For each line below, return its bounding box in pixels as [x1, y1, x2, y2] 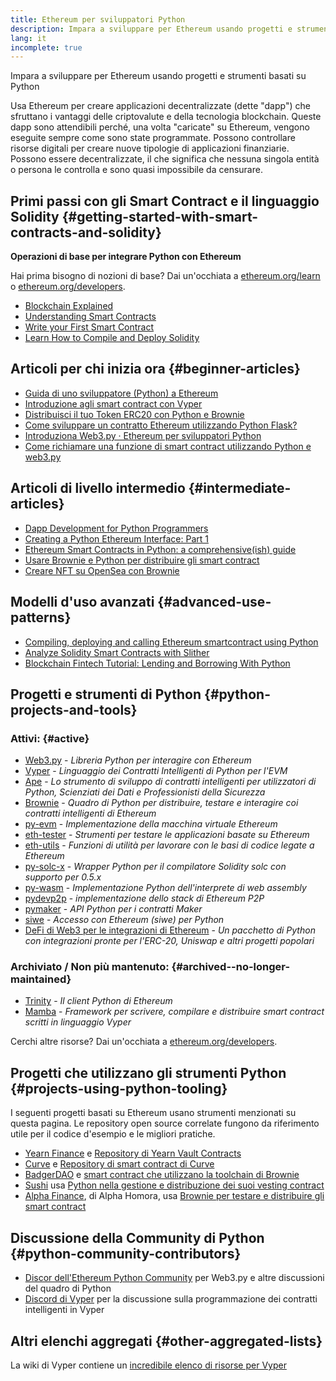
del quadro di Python [24, 1282, 112, 1295]
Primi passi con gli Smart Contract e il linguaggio [10, 192, 320, 210]
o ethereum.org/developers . [10, 281, 126, 293]
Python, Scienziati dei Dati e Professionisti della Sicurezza [24, 786, 266, 798]
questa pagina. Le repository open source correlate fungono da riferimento [10, 1117, 320, 1130]
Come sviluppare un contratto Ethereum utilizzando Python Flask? [24, 419, 298, 431]
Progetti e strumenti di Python [10, 686, 202, 703]
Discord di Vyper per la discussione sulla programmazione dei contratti [24, 1293, 318, 1305]
